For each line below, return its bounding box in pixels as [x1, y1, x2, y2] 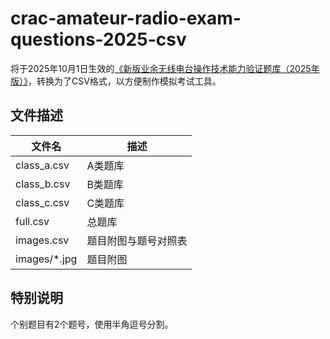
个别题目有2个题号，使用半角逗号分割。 [10, 318, 174, 330]
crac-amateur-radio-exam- [10, 7, 242, 30]
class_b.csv [15, 177, 71, 191]
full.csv [15, 214, 50, 228]
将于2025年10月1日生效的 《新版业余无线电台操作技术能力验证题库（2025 [10, 62, 312, 74]
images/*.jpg [15, 252, 78, 266]
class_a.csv [15, 158, 70, 172]
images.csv [15, 233, 70, 247]
